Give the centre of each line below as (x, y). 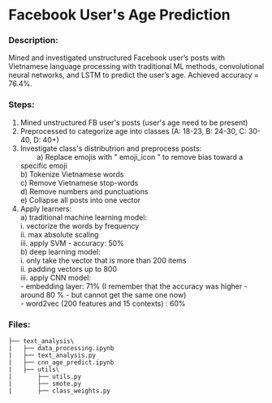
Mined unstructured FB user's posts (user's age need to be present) (134, 122)
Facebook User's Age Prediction (120, 15)
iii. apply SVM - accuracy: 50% (72, 243)
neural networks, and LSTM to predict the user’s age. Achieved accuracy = (134, 75)
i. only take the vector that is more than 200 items (103, 260)
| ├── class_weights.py (60, 391)
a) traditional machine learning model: (84, 217)
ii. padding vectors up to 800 (69, 268)
